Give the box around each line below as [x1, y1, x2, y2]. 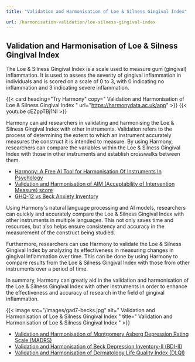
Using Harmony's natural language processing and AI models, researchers [6, 204, 186, 211]
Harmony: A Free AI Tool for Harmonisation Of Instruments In [14, 168, 162, 175]
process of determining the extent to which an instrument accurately [6, 132, 172, 139]
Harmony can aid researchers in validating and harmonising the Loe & [6, 119, 175, 127]
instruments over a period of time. [6, 265, 88, 272]
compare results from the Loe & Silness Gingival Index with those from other [6, 259, 190, 267]
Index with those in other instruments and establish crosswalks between [6, 151, 180, 158]
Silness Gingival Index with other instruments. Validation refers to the [6, 125, 173, 132]
